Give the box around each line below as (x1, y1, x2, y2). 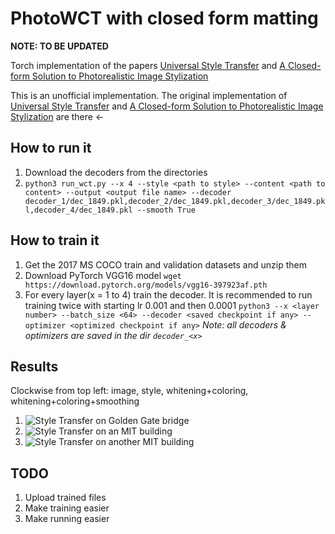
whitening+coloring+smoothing (10, 395, 140, 407)
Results (10, 358, 59, 375)
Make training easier (24, 502, 110, 514)
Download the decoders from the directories (24, 166, 208, 178)
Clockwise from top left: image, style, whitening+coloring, (10, 385, 249, 397)
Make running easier (24, 513, 110, 525)
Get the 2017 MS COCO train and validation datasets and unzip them (24, 258, 307, 271)
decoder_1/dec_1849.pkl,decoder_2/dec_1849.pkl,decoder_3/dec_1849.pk (24, 196, 326, 206)
